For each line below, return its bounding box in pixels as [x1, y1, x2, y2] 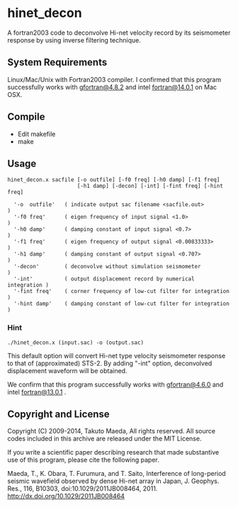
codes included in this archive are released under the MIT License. [7, 434, 202, 443]
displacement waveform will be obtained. [7, 366, 127, 375]
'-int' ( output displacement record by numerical [13, 275, 195, 283]
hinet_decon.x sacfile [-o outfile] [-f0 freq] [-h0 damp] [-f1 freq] [7, 176, 220, 183]
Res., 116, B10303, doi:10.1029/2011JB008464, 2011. [7, 484, 158, 493]
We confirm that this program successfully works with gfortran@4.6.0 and [7, 380, 224, 389]
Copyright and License [7, 409, 110, 421]
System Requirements [7, 57, 108, 69]
